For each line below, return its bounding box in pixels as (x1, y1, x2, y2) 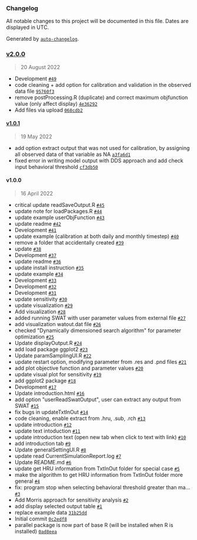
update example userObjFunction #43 (14, 214, 105, 221)
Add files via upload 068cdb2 (14, 106, 84, 113)
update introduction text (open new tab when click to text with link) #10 (14, 434, 186, 441)
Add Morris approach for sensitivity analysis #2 (14, 496, 129, 503)
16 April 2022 (20, 190, 53, 197)
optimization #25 (14, 333, 55, 340)
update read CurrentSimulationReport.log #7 (14, 453, 122, 459)
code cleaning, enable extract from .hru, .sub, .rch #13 (14, 415, 146, 422)
